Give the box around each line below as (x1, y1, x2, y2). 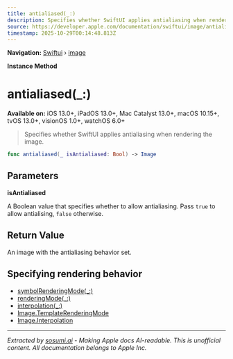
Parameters (7, 170, 59, 182)
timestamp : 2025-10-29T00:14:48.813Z (7, 29, 116, 37)
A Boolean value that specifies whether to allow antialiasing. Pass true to (7, 202, 216, 210)
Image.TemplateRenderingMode (17, 308, 110, 317)
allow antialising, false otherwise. (7, 209, 104, 217)
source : (7, 23, 30, 30)
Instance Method (7, 62, 58, 70)
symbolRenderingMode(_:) (17, 286, 94, 295)
